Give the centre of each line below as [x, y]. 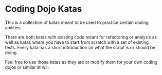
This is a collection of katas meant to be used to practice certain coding [77, 22]
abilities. [13, 27]
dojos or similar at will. [27, 67]
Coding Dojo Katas [44, 9]
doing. [11, 53]
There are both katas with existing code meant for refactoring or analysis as [81, 37]
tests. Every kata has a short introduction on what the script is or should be [80, 47]
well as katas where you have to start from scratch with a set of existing [77, 42]
